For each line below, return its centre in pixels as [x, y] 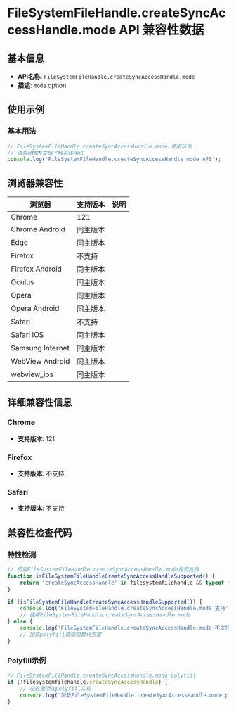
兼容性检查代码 [40, 533]
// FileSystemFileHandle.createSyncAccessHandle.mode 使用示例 [99, 146]
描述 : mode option [42, 85]
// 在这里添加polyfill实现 [55, 688]
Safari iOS [27, 335]
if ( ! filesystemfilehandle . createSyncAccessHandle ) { [88, 682]
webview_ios [32, 374]
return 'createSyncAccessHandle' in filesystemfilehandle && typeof [122, 583]
